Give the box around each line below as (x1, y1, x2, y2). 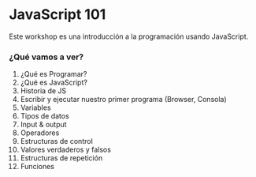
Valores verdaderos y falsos (20, 145, 111, 155)
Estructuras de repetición (20, 153, 103, 163)
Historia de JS (20, 86, 67, 96)
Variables (20, 103, 51, 112)
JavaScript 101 (9, 6, 106, 24)
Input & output (20, 120, 67, 130)
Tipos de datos (20, 111, 69, 121)
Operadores (20, 128, 60, 137)
